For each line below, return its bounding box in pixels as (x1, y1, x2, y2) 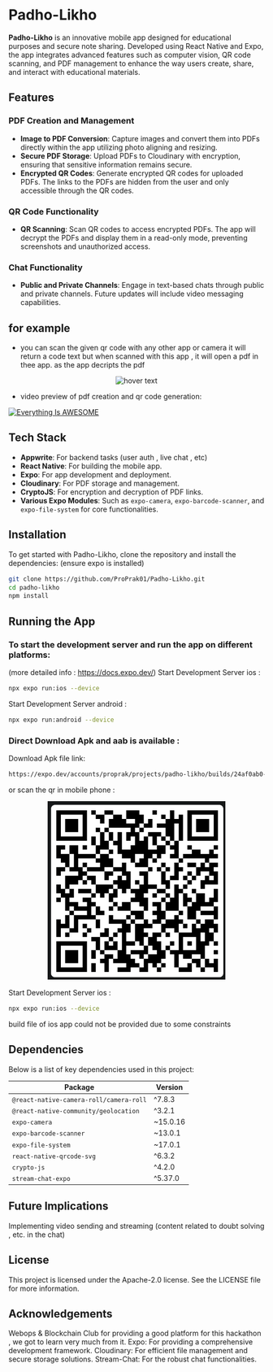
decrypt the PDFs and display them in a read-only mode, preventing (19, 233, 248, 242)
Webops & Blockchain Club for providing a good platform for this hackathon (8, 1328, 262, 1339)
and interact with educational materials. (8, 67, 141, 76)
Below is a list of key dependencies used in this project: (8, 1064, 195, 1074)
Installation (8, 528, 67, 542)
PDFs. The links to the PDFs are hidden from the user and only (19, 176, 229, 186)
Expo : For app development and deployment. (19, 469, 172, 479)
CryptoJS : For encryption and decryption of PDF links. (19, 486, 204, 497)
